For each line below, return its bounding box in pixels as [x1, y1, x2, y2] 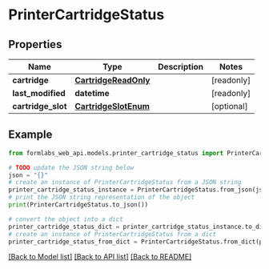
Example [8, 128, 53, 142]
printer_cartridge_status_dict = [8, 223, 120, 231]
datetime [74, 88, 110, 98]
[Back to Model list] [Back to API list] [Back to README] [8, 252, 192, 262]
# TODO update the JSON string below [8, 163, 134, 171]
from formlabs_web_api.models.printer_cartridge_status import [8, 149, 224, 157]
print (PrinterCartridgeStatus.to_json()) [8, 201, 149, 209]
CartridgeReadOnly [74, 74, 151, 86]
